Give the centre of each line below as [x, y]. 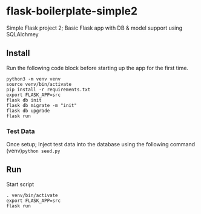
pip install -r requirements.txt [48, 89]
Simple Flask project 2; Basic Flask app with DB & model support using [94, 28]
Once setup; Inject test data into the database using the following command [101, 144]
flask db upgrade [28, 111]
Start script [20, 184]
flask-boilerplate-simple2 [72, 11]
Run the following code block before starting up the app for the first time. [97, 68]
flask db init [24, 100]
